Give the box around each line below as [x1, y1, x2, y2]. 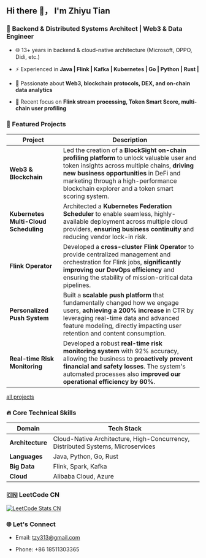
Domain [17, 424, 40, 433]
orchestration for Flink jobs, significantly [63, 258, 181, 266]
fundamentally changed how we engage [63, 298, 179, 307]
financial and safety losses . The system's [63, 362, 186, 370]
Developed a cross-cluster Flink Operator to [63, 242, 194, 251]
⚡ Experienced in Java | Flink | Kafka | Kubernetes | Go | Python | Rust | [15, 65, 199, 72]
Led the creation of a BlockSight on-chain [63, 146, 187, 155]
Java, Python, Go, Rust [53, 453, 118, 461]
